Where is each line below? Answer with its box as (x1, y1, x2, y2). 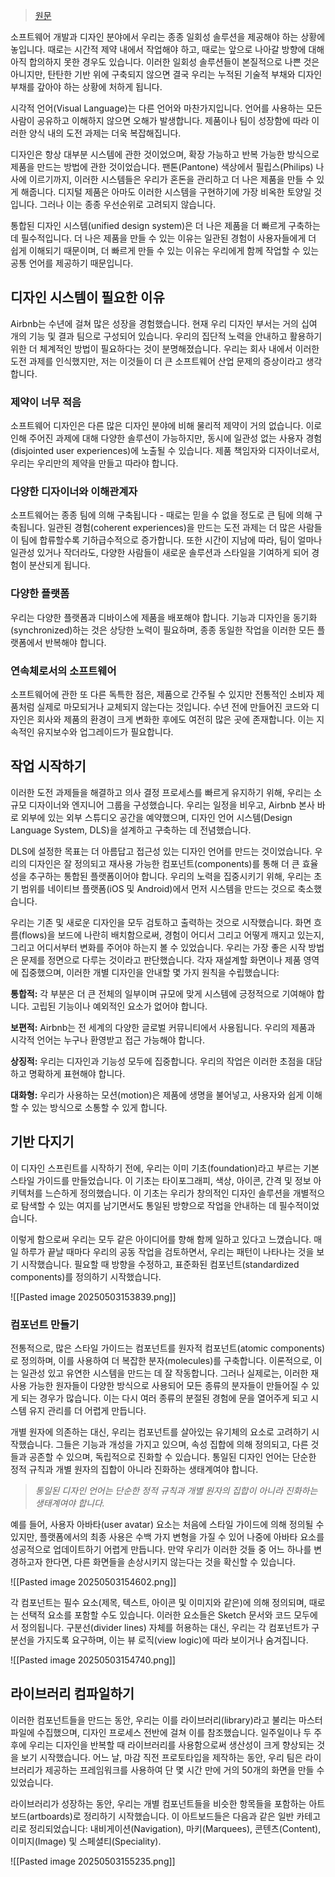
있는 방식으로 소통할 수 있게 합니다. (31, 1101, 168, 1113)
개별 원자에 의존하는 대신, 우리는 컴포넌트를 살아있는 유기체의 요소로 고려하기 (10, 1425, 310, 1438)
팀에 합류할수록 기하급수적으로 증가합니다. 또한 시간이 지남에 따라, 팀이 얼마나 (20, 534, 323, 546)
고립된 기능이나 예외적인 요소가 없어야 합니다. (31, 1000, 208, 1012)
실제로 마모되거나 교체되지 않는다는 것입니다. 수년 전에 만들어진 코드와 (36, 701, 310, 713)
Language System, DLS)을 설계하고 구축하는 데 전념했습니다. (10, 824, 252, 836)
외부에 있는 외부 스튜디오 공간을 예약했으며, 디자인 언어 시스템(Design (20, 811, 293, 823)
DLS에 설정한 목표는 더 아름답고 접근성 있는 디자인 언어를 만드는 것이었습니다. (10, 845, 313, 857)
